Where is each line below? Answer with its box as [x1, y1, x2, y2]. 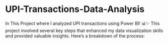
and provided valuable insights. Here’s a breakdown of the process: [5, 32, 145, 38]
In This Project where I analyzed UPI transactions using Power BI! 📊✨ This [5, 20, 160, 26]
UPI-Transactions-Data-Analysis [5, 3, 145, 15]
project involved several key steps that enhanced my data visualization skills [5, 27, 163, 33]
